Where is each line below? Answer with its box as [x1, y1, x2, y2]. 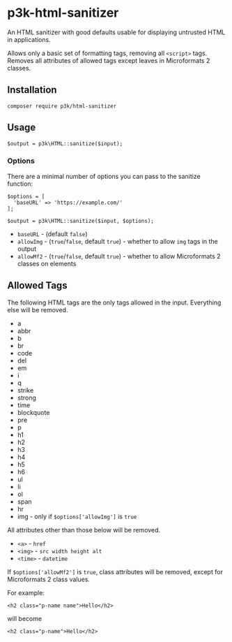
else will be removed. [7, 305, 68, 314]
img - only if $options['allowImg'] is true [17, 512, 137, 520]
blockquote [17, 408, 50, 416]
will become [7, 614, 42, 622]
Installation [7, 84, 57, 96]
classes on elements [17, 259, 77, 268]
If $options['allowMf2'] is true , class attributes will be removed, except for [7, 567, 223, 576]
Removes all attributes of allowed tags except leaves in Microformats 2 [7, 56, 210, 64]
